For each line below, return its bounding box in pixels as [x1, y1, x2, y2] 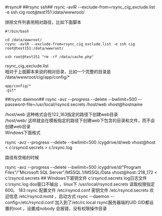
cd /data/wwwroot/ [5, 37, 42, 42]
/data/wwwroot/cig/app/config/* [5, 74, 70, 80]
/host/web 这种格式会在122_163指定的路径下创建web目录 [5, 112, 118, 117]
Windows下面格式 [5, 130, 41, 135]
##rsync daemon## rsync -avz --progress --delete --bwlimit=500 [5, 97, 137, 102]
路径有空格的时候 [5, 155, 39, 160]
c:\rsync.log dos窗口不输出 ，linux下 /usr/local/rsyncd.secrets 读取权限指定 [5, 182, 155, 187]
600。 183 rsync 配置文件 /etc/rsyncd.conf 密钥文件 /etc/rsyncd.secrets [5, 187, 149, 193]
